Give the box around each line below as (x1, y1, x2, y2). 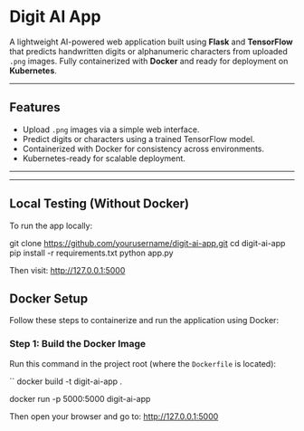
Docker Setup (9, 291, 89, 306)
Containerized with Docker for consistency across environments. (22, 143, 265, 154)
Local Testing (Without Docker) (9, 196, 190, 212)
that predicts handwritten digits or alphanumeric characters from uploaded (9, 45, 288, 56)
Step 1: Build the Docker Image (9, 338, 147, 350)
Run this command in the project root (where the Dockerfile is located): (9, 358, 277, 369)
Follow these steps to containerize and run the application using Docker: (9, 315, 279, 326)
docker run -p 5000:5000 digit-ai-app (9, 393, 151, 404)
